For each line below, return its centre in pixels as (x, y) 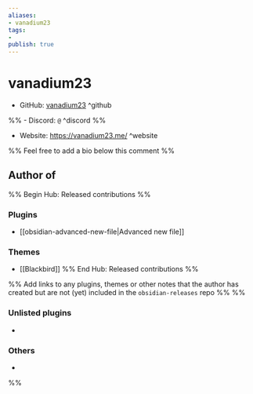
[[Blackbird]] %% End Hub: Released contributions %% (109, 269)
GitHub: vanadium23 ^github (65, 105)
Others (22, 350)
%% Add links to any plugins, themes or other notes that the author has (123, 284)
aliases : (22, 15)
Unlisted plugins (40, 313)
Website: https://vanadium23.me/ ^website (89, 136)
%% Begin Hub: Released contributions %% (80, 194)
